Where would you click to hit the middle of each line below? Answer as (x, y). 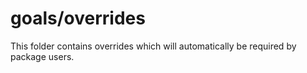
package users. (42, 56)
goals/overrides (78, 18)
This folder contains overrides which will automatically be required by (153, 46)
